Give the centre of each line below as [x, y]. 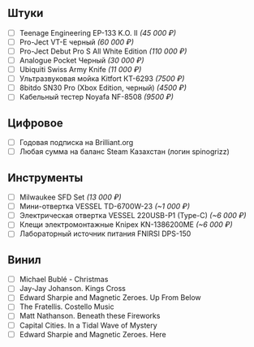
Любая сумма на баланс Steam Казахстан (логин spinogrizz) [125, 152]
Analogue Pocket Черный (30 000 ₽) [82, 60]
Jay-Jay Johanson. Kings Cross [73, 289]
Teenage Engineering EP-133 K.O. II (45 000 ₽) [97, 32]
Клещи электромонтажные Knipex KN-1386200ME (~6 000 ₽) [126, 225]
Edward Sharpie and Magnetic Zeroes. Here [93, 334]
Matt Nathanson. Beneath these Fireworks [90, 316]
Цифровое [36, 123]
